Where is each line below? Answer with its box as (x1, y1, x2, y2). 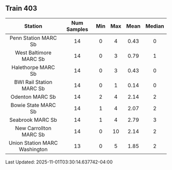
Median (145, 23, 164, 30)
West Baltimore (15, 49, 52, 56)
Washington (18, 145, 48, 153)
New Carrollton (15, 124, 52, 132)
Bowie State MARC (10, 101, 56, 109)
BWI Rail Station (14, 78, 53, 86)
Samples (66, 26, 89, 33)
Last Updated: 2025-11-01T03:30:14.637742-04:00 (5, 159, 113, 165)
